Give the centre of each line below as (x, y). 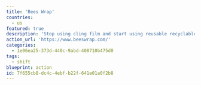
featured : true (25, 28)
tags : (13, 56)
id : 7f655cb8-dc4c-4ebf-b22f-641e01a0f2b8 (60, 73)
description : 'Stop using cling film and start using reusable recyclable (101, 34)
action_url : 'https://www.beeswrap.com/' (59, 40)
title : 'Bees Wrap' (31, 12)
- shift (21, 62)
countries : (20, 17)
